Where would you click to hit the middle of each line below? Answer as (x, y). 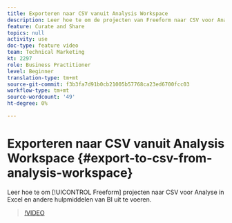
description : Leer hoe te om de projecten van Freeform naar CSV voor (111, 20)
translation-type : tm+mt (43, 78)
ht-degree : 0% (28, 104)
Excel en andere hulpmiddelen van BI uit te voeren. (79, 199)
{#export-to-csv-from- (145, 158)
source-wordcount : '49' (41, 97)
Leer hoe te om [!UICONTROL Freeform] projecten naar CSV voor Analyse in (116, 192)
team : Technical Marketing (46, 52)
